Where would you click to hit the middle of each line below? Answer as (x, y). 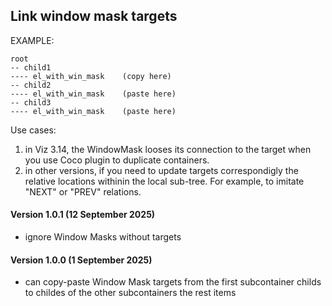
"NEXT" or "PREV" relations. (83, 191)
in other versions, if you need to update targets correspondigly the (161, 170)
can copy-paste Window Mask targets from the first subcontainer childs (173, 282)
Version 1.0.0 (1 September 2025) (81, 260)
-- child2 (31, 85)
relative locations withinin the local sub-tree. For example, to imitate (164, 181)
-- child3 (31, 102)
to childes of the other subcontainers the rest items (130, 293)
